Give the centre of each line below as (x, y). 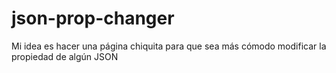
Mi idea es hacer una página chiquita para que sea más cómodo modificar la (169, 46)
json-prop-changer (93, 18)
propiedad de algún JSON (65, 56)
